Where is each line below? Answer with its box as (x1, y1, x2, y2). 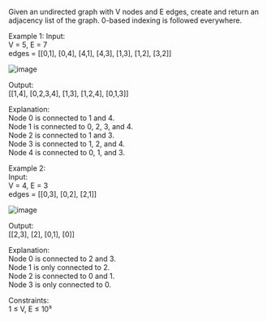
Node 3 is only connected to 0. (8, 280, 112, 289)
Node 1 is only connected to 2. (8, 263, 110, 272)
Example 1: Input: (8, 32, 66, 41)
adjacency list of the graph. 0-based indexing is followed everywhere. (8, 15, 242, 25)
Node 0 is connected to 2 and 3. (8, 254, 116, 263)
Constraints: (8, 296, 50, 305)
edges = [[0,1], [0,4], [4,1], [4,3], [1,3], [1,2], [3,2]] (8, 49, 172, 58)
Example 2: (8, 163, 46, 173)
